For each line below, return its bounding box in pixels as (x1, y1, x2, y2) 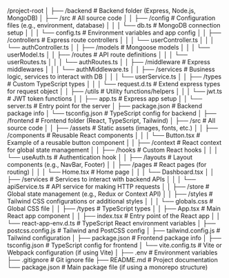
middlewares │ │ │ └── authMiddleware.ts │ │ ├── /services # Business (7, 66, 215, 73)
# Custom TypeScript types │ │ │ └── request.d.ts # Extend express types (7, 80, 221, 88)
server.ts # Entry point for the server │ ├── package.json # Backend (7, 102, 202, 110)
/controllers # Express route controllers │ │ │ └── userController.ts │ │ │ (7, 36, 215, 44)
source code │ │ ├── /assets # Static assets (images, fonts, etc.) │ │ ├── (7, 124, 219, 132)
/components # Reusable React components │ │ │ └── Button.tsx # (7, 131, 201, 139)
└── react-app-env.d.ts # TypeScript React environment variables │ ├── (7, 219, 216, 227)
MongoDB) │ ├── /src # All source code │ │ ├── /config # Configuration (7, 14, 216, 22)
